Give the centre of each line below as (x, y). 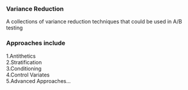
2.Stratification (24, 62)
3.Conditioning (24, 68)
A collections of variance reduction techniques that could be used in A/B (94, 22)
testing (14, 28)
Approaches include (36, 43)
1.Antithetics (21, 56)
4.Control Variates (28, 75)
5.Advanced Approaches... (39, 81)
